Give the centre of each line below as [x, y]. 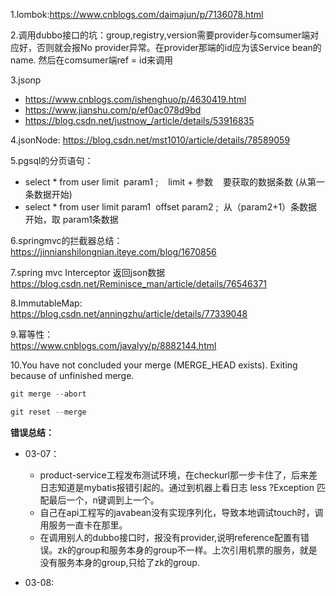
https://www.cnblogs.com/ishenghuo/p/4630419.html [135, 99]
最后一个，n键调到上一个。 [104, 500]
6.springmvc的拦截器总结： [66, 240]
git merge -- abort [48, 394]
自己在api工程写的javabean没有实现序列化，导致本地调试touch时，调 [181, 512]
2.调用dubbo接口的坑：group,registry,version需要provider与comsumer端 [160, 35]
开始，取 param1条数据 [71, 219]
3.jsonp [26, 80]
